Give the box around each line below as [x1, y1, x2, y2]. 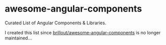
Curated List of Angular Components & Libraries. [5, 20, 107, 26]
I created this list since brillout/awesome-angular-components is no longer [5, 29, 161, 35]
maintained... [5, 35, 32, 41]
